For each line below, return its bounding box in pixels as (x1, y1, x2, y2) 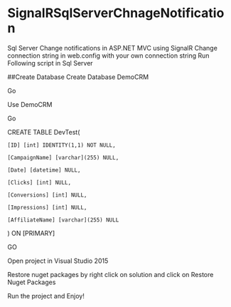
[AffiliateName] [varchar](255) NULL (7, 216, 119, 224)
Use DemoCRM (7, 100, 53, 108)
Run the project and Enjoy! (7, 291, 85, 300)
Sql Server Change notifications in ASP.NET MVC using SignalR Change (7, 43, 218, 52)
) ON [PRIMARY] (7, 229, 55, 237)
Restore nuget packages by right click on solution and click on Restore (7, 270, 214, 279)
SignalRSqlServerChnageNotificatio (7, 5, 225, 21)
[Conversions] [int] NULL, (7, 191, 87, 199)
